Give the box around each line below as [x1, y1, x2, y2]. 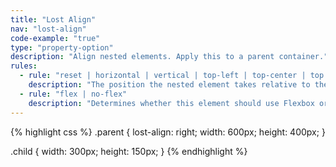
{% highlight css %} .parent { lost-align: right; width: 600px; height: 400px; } [10, 126, 326, 138]
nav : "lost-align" [10, 24, 87, 34]
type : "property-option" [10, 42, 114, 53]
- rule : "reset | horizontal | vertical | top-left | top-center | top [19, 71, 325, 81]
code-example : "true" [10, 33, 101, 43]
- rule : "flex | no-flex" [19, 89, 128, 99]
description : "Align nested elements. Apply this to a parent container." [10, 52, 329, 62]
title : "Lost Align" [10, 14, 97, 25]
